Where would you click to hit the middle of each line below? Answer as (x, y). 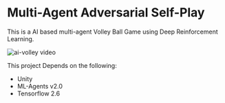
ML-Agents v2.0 (40, 86)
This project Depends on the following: (62, 65)
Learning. (21, 38)
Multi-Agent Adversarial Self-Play (106, 13)
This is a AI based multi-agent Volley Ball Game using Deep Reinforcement (112, 32)
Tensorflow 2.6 (39, 93)
